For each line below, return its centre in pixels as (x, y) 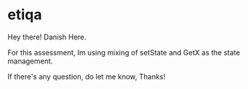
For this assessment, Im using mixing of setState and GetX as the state (124, 52)
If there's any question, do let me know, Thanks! (86, 76)
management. (30, 61)
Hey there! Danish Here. (47, 37)
